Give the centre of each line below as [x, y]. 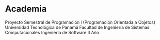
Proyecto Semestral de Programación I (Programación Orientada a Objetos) [80, 22]
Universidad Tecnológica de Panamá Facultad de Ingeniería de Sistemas [77, 27]
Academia [26, 9]
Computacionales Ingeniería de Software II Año [52, 32]
